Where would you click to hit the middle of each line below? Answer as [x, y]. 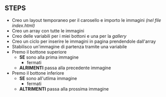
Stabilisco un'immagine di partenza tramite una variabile [69, 46]
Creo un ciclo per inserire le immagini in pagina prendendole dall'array [84, 41]
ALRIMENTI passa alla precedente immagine [65, 68]
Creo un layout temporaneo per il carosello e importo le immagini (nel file [86, 20]
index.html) [23, 25]
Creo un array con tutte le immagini [48, 31]
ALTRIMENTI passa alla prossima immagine [64, 89]
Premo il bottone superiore [39, 52]
